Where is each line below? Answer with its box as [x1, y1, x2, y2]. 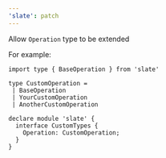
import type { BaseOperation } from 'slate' [8, 65, 160, 73]
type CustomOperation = [8, 79, 88, 87]
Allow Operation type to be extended [8, 34, 130, 44]
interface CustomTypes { [15, 122, 99, 130]
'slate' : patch [8, 11, 59, 20]
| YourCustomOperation [11, 94, 88, 102]
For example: [8, 49, 52, 59]
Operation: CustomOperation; [22, 128, 120, 137]
